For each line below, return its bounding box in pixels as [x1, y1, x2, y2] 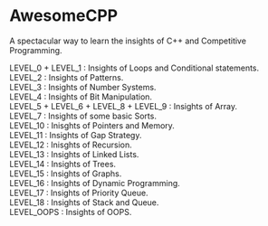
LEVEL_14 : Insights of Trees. [9, 158, 116, 169]
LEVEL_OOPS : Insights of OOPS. [9, 206, 132, 217]
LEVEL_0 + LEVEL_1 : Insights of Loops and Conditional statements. [9, 62, 260, 73]
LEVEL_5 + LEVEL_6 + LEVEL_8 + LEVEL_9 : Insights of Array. [9, 100, 238, 111]
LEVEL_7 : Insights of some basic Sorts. [9, 110, 157, 121]
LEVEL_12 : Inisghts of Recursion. [9, 139, 133, 150]
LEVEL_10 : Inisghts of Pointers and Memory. [9, 119, 175, 131]
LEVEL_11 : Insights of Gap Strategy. [9, 129, 142, 140]
